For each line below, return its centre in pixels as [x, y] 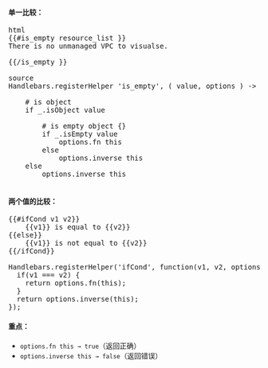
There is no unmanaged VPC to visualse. [89, 46]
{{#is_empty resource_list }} [67, 38]
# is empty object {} [84, 126]
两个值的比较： [33, 201]
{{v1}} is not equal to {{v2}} [86, 243]
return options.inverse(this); [78, 299]
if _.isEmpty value [80, 134]
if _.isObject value [65, 110]
